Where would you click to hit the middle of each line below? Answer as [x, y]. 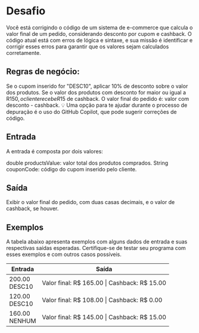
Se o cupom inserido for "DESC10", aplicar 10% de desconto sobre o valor [97, 86]
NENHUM [23, 321]
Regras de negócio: [43, 72]
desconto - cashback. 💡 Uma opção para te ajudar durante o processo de [97, 105]
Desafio [26, 11]
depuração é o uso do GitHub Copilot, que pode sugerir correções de [91, 112]
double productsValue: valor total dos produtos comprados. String [87, 163]
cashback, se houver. [32, 209]
